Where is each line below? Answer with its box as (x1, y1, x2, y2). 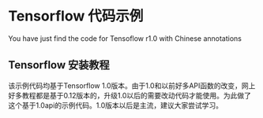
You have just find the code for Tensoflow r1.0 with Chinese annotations (8, 33, 242, 43)
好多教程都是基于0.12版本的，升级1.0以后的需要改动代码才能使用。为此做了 (8, 90, 251, 100)
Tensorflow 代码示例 (8, 7, 144, 25)
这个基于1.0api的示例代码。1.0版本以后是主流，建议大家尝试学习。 (8, 100, 224, 110)
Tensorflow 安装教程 (8, 58, 111, 72)
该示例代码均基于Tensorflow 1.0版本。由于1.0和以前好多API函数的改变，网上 (8, 80, 256, 90)
